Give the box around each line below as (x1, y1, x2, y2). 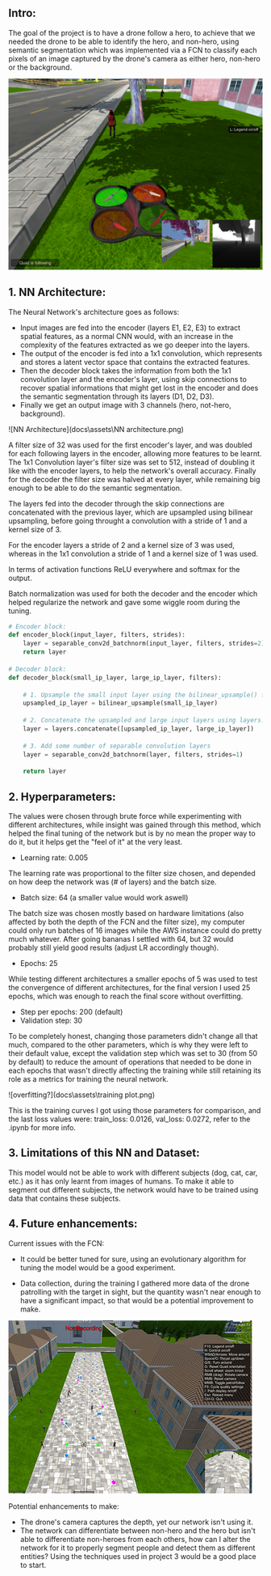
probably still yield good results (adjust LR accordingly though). (8, 943, 219, 953)
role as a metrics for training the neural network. (8, 1074, 169, 1084)
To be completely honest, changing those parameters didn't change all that (8, 1032, 258, 1041)
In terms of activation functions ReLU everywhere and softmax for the (8, 564, 240, 574)
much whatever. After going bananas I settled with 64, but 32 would (8, 934, 234, 944)
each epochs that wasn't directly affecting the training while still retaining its (8, 1065, 262, 1075)
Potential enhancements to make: (8, 1501, 119, 1511)
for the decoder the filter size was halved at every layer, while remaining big (8, 474, 261, 484)
